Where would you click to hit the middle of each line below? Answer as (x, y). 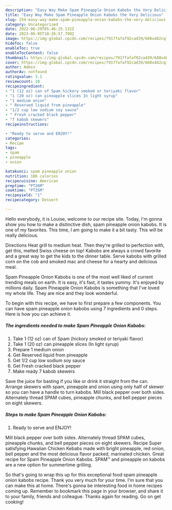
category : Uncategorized (32, 24)
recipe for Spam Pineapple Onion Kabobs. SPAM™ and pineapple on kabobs (85, 459)
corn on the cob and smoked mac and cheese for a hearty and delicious (81, 261)
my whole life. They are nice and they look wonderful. (62, 293)
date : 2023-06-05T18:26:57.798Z (40, 34)
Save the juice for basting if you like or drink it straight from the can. (77, 381)
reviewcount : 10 (23, 81)
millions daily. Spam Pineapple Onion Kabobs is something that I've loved (82, 288)
